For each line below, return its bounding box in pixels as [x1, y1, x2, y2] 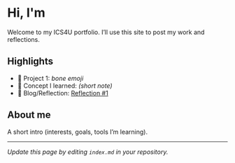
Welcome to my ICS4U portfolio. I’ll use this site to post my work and [7, 28, 205, 36]
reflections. [7, 35, 40, 43]
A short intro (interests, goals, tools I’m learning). [7, 127, 148, 136]
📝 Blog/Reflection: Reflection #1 [17, 88, 108, 97]
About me [7, 109, 51, 121]
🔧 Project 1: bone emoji [17, 74, 84, 82]
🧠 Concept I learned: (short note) [17, 81, 113, 90]
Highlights [7, 56, 54, 68]
